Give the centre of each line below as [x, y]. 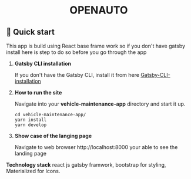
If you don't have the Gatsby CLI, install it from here [77, 75]
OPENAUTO [99, 10]
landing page [31, 153]
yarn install [31, 120]
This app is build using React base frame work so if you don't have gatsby [96, 46]
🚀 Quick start [30, 32]
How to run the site [38, 92]
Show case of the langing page [53, 136]
